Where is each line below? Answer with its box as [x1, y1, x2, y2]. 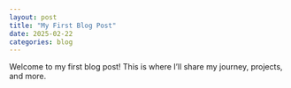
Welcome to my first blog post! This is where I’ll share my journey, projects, [9, 62, 283, 72]
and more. [9, 71, 47, 82]
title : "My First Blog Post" [9, 21, 117, 30]
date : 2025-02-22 [9, 29, 73, 38]
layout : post [9, 12, 57, 22]
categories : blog [9, 37, 73, 47]
